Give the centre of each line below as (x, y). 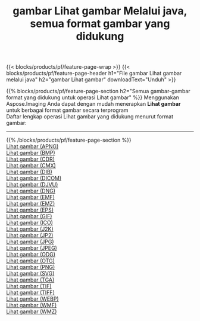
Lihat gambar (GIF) (29, 216)
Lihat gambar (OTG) (31, 261)
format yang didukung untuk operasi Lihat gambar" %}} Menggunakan (93, 97)
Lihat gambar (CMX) (31, 166)
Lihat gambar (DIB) (29, 172)
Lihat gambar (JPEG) (32, 248)
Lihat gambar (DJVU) (32, 185)
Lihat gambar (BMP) (31, 153)
